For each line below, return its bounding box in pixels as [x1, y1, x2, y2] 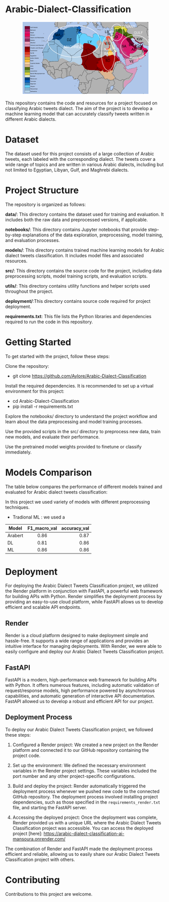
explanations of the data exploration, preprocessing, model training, [22, 232, 163, 238]
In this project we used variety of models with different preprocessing [5, 499, 150, 505]
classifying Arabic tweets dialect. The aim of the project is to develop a [5, 105, 153, 111]
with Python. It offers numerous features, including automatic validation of [5, 682, 159, 688]
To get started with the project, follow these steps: [5, 353, 110, 359]
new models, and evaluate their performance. [5, 434, 100, 440]
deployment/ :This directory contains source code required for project [5, 298, 151, 304]
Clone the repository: [5, 363, 49, 369]
